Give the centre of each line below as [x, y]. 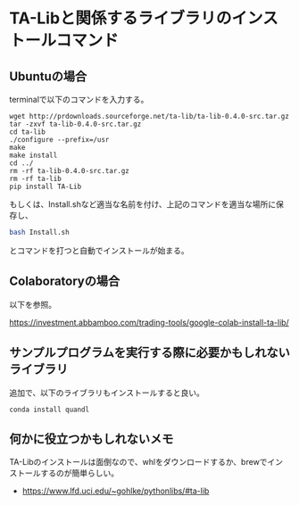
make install [33, 155]
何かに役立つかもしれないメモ [91, 439]
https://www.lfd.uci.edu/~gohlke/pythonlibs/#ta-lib [116, 491]
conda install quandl [50, 410]
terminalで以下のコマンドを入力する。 [79, 99]
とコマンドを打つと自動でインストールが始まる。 [99, 250]
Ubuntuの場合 [48, 76]
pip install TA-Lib [46, 186]
